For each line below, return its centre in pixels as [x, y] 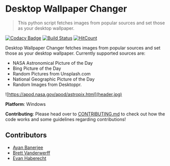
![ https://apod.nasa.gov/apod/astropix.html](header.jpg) [64, 94]
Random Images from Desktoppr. [47, 85]
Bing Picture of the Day [37, 68]
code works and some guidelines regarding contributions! [65, 119]
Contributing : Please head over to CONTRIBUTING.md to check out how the [85, 114]
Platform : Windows [26, 104]
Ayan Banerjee [28, 147]
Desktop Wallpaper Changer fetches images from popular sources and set [83, 48]
